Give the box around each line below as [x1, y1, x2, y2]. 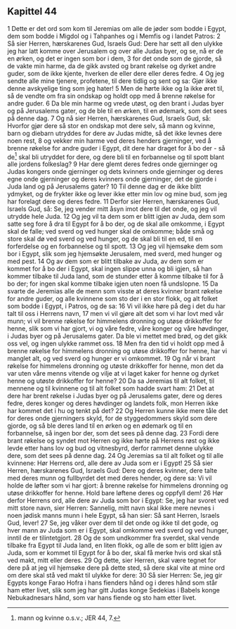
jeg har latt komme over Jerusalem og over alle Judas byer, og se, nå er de [7, 46, 223, 55]
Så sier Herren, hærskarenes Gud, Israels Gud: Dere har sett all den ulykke [7, 39, 223, 48]
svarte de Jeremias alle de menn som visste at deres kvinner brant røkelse [7, 287, 223, 296]
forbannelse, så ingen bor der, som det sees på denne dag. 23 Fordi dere [7, 429, 219, 438]
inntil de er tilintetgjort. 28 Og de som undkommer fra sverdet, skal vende [7, 534, 220, 542]
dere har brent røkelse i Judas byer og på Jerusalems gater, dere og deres [7, 392, 223, 400]
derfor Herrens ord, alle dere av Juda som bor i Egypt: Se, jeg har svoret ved [7, 496, 229, 505]
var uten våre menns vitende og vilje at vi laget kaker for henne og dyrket [7, 369, 219, 378]
